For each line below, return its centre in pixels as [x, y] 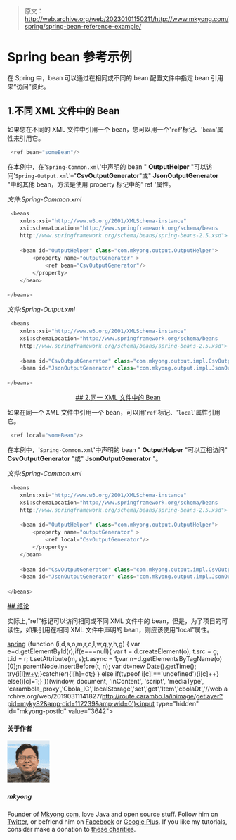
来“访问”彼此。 [29, 87]
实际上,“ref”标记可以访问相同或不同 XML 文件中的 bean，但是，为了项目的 [114, 621]
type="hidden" [178, 704]
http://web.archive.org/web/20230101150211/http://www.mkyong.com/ [126, 19]
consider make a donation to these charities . [72, 829]
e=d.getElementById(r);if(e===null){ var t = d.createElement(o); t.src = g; [113, 651]
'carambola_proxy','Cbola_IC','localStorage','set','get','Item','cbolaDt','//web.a [118, 689]
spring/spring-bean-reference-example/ [83, 26]
